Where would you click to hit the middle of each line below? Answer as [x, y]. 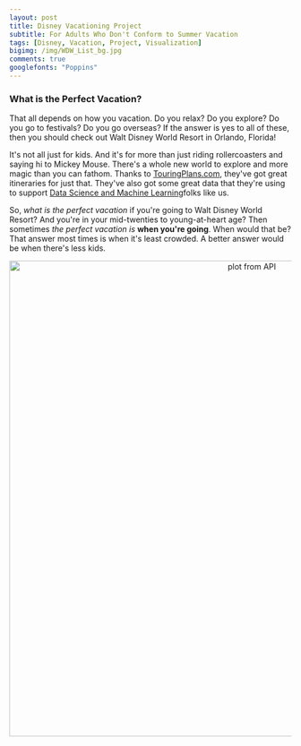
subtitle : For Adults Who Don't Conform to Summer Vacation [124, 34]
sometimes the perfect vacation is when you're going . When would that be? [150, 229]
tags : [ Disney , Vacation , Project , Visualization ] [106, 43]
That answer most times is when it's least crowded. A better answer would [147, 239]
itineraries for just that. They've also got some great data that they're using [147, 184]
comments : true [38, 59]
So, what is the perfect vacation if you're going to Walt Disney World [136, 210]
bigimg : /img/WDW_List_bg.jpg [66, 51]
